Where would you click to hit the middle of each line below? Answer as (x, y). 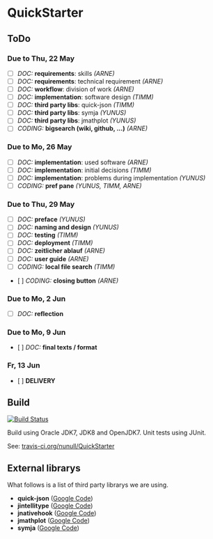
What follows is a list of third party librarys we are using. (88, 485)
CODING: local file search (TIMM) (66, 267)
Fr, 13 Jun (24, 366)
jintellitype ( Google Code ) (55, 506)
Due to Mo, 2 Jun (37, 299)
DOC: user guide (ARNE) (53, 258)
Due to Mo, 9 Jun (37, 332)
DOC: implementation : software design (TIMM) (86, 97)
